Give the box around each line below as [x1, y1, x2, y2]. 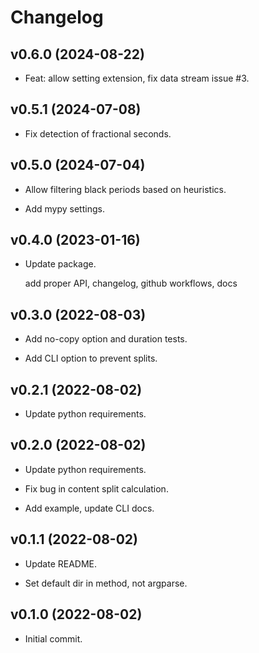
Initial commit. [24, 632, 83, 645]
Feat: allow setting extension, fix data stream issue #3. [24, 72, 250, 84]
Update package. [24, 258, 97, 270]
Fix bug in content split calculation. [24, 482, 169, 495]
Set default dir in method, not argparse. [24, 577, 188, 589]
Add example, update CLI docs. [24, 502, 155, 514]
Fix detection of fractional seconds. [24, 127, 172, 140]
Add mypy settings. [24, 202, 105, 215]
